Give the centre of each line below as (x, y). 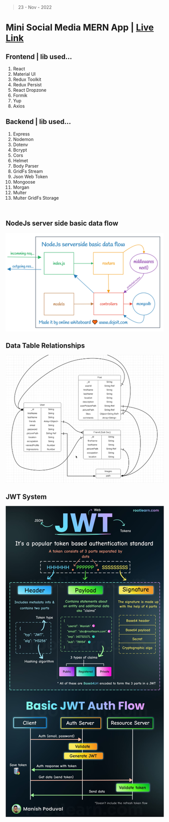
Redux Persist (27, 85)
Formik (20, 95)
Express (21, 134)
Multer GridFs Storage (36, 198)
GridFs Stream (28, 171)
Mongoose (24, 182)
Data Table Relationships (45, 346)
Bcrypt (20, 150)
